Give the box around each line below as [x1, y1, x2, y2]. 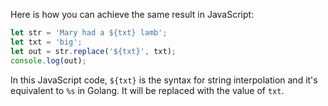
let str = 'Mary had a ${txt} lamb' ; [10, 28, 168, 38]
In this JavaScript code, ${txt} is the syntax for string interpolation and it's [10, 74, 318, 86]
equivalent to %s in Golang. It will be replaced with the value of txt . [10, 84, 285, 96]
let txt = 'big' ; [10, 37, 83, 47]
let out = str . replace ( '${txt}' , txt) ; [10, 46, 177, 56]
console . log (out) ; [10, 55, 87, 66]
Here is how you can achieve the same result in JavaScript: [10, 9, 255, 20]
